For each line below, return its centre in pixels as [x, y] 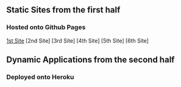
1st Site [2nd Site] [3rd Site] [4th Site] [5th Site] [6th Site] [78, 40]
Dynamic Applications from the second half [90, 60]
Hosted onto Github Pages [46, 27]
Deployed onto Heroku [40, 77]
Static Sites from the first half [63, 10]
